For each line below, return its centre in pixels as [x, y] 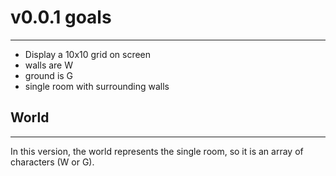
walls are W [49, 65]
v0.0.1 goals [61, 17]
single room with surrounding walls [97, 86]
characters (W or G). [52, 162]
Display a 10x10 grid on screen [88, 54]
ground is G [49, 75]
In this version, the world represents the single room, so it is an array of [157, 151]
